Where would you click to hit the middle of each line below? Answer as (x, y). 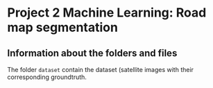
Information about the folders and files (92, 53)
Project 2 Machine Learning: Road (107, 13)
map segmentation (62, 27)
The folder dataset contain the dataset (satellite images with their (101, 70)
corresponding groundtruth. (47, 77)
